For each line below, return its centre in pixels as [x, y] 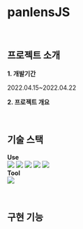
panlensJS [39, 12]
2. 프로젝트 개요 [29, 102]
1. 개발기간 [22, 74]
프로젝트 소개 [34, 56]
